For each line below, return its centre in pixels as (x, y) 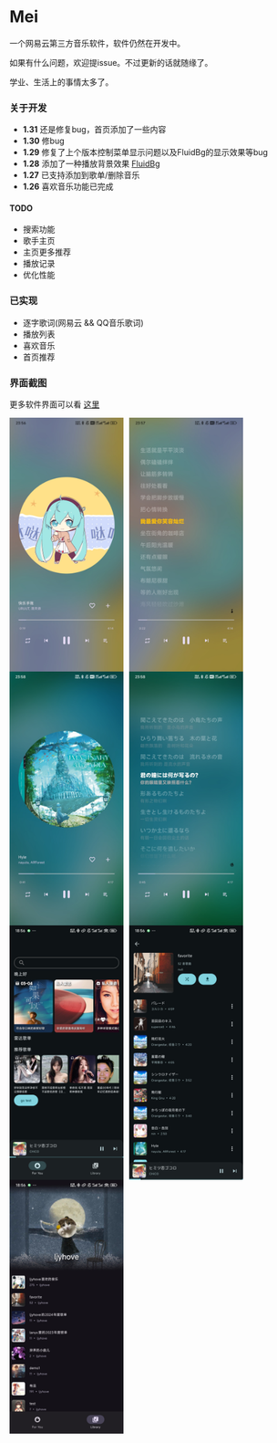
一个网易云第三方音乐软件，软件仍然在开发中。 (97, 43)
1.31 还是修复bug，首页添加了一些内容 (94, 130)
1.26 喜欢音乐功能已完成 (68, 187)
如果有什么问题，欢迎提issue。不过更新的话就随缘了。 (111, 62)
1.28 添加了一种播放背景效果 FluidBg (91, 164)
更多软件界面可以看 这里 (55, 404)
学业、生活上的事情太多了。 (62, 82)
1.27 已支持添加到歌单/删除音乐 (81, 175)
